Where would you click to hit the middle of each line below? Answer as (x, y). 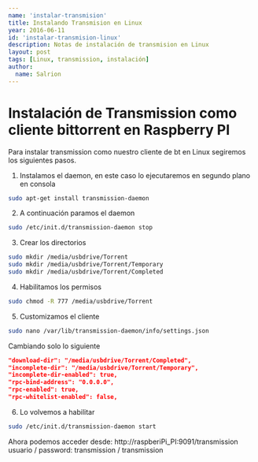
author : (21, 67)
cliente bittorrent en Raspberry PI (119, 130)
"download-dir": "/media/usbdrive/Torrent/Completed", (100, 360)
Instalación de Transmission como (123, 113)
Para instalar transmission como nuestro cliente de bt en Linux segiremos (127, 151)
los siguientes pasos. (42, 160)
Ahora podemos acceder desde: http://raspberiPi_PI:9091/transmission (123, 442)
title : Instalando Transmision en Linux (76, 23)
